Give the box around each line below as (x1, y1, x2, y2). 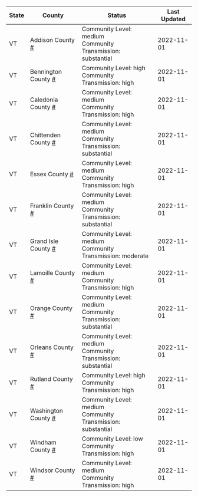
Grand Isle (29, 237, 59, 245)
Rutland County (29, 375, 74, 383)
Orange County (29, 304, 72, 312)
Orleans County (29, 343, 74, 351)
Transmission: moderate (81, 252, 149, 260)
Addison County (29, 36, 75, 44)
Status (107, 11, 127, 19)
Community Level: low (81, 435, 143, 443)
